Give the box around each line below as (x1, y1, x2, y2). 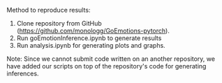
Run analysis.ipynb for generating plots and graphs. (16, 41, 165, 49)
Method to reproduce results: (6, 6, 91, 14)
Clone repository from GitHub (16, 19, 102, 27)
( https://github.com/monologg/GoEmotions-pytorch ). (16, 27, 170, 35)
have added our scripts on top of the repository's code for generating (6, 62, 207, 70)
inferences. (6, 69, 39, 77)
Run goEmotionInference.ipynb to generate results (16, 34, 162, 42)
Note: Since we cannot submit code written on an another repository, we (6, 55, 216, 63)
